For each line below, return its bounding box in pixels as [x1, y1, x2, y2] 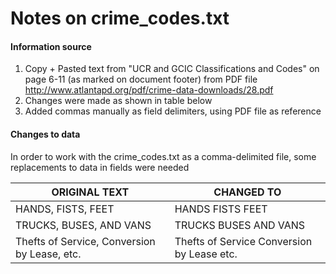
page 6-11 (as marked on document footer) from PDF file [24, 73, 258, 86]
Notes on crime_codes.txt [10, 7, 230, 30]
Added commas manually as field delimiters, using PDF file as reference [24, 105, 322, 117]
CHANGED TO [213, 185, 282, 199]
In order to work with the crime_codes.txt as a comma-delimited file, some [10, 150, 317, 162]
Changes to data [10, 128, 81, 140]
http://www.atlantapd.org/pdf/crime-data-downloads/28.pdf [24, 84, 274, 96]
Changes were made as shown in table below [24, 95, 213, 107]
